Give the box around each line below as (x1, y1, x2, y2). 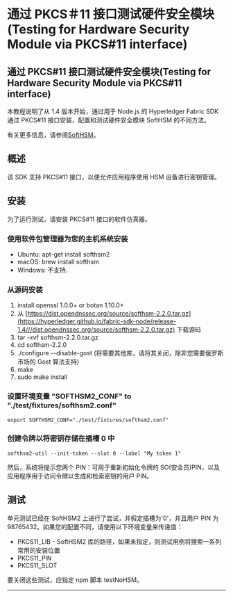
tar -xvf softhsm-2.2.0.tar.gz (17, 333, 98, 341)
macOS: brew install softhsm (17, 257, 99, 266)
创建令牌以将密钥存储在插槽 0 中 (7, 434, 115, 444)
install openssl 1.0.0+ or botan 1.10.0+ (17, 301, 124, 309)
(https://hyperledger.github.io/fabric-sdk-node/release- (17, 317, 177, 325)
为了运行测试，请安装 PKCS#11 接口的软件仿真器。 (7, 215, 151, 223)
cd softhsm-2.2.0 (17, 341, 67, 349)
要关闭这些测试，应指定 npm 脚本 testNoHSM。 (7, 575, 144, 584)
